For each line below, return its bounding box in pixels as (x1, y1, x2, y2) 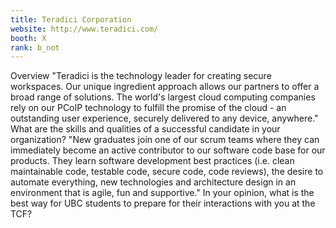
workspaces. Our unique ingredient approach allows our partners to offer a (10, 81, 320, 93)
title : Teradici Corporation (10, 14, 132, 25)
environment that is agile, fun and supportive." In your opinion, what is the (10, 187, 315, 199)
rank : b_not (10, 42, 60, 53)
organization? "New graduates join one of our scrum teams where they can (10, 134, 320, 146)
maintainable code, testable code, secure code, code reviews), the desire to (10, 166, 324, 178)
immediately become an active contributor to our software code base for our (10, 144, 326, 156)
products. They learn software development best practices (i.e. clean (10, 155, 295, 167)
